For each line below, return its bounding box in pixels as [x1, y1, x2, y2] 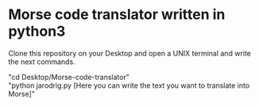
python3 [8, 22, 66, 40]
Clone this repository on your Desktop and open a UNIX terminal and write [8, 48, 252, 58]
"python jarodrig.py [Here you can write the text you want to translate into [8, 81, 250, 90]
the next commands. [8, 57, 75, 66]
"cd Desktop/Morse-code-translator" [8, 72, 129, 81]
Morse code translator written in [8, 6, 226, 24]
